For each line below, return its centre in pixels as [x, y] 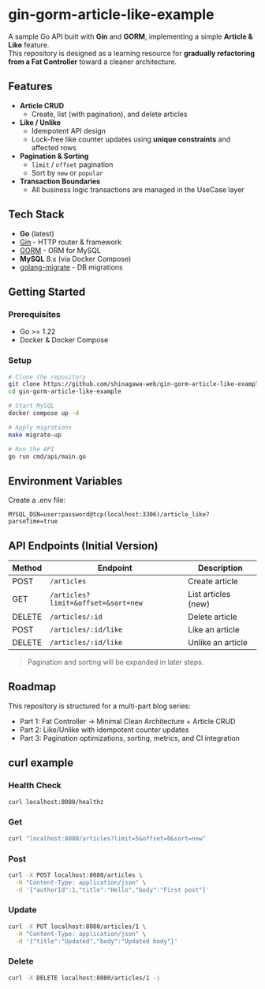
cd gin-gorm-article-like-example [65, 392]
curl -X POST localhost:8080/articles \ [76, 875]
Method [27, 568]
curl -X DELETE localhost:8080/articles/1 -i [84, 978]
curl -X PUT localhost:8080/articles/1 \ [77, 927]
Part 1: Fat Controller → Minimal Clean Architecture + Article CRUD [127, 721]
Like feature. [29, 44]
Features [30, 87]
